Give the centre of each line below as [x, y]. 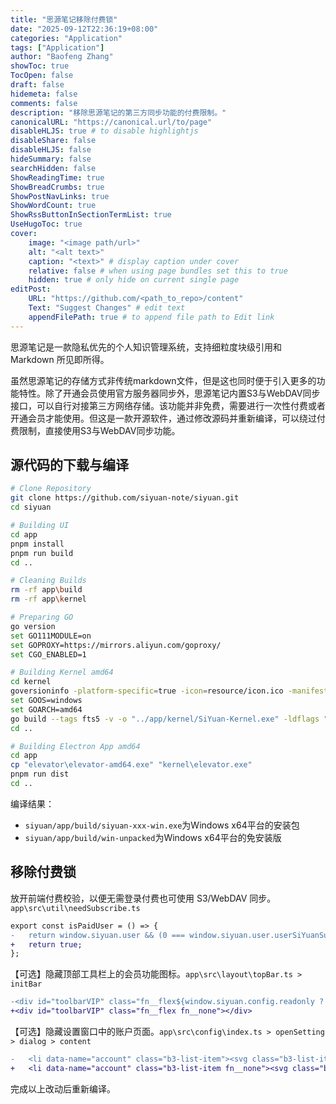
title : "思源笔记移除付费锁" [64, 19]
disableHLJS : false [51, 150]
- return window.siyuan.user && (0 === [98, 935]
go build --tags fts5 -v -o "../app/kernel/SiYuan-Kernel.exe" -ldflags [165, 719]
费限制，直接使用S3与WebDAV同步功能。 [95, 430]
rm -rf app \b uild [46, 590]
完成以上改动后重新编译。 [63, 1088]
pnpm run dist [40, 774]
